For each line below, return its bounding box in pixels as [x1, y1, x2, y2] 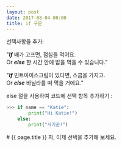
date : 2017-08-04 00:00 [6, 15, 67, 21]
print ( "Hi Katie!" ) [28, 110, 78, 116]
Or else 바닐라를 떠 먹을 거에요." [6, 79, 84, 86]
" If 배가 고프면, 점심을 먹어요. [6, 51, 76, 58]
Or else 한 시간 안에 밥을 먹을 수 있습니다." [6, 59, 108, 66]
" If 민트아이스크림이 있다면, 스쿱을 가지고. [6, 72, 106, 79]
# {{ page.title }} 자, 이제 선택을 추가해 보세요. [6, 133, 117, 141]
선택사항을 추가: [6, 38, 45, 45]
